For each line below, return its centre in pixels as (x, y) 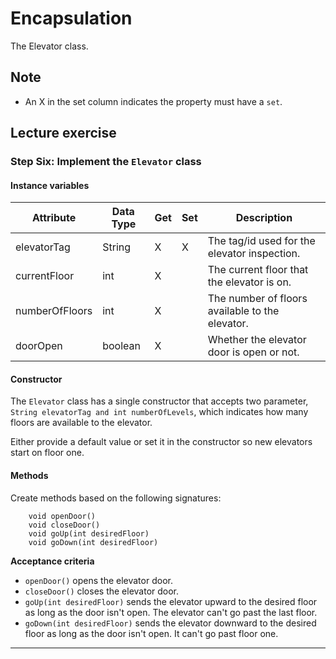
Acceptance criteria (52, 561)
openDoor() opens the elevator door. (98, 580)
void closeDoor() (64, 525)
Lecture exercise (63, 133)
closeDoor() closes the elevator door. (102, 591)
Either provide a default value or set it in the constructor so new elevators (161, 442)
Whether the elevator (257, 340)
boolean (121, 346)
